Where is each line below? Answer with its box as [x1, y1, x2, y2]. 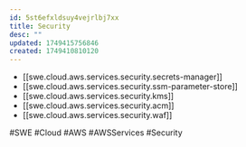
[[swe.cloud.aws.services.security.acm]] [22, 100, 175, 111]
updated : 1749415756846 [9, 38, 99, 48]
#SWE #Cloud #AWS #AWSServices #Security [9, 127, 183, 138]
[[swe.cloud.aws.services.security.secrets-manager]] [22, 71, 223, 82]
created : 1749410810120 [9, 47, 99, 56]
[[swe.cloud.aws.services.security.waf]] [22, 110, 173, 121]
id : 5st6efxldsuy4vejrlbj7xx [9, 13, 119, 23]
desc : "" [9, 30, 43, 39]
